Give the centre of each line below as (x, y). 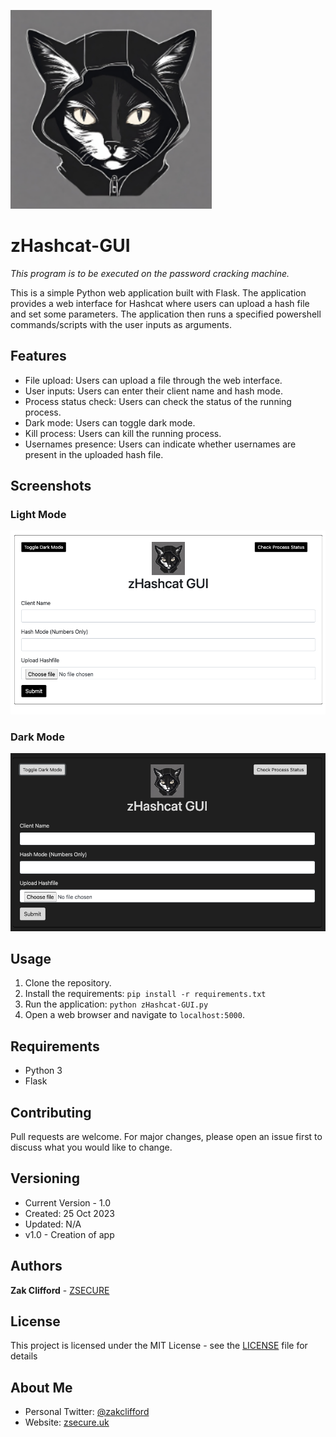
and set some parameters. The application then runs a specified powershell (166, 314)
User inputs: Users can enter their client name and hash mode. (153, 391)
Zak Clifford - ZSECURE (60, 1290)
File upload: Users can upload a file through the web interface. (153, 380)
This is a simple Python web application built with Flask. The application (158, 292)
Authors (36, 1266)
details (24, 1356)
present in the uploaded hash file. (94, 454)
